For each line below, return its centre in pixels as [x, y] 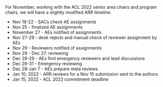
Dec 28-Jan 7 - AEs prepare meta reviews [55, 69]
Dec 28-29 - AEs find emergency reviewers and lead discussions [79, 58]
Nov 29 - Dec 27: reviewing [40, 53]
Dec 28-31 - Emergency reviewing [47, 64]
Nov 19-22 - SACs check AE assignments [54, 22]
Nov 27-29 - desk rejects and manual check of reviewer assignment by [84, 37]
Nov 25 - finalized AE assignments [47, 27]
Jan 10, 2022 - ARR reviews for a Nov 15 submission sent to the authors [85, 74]
